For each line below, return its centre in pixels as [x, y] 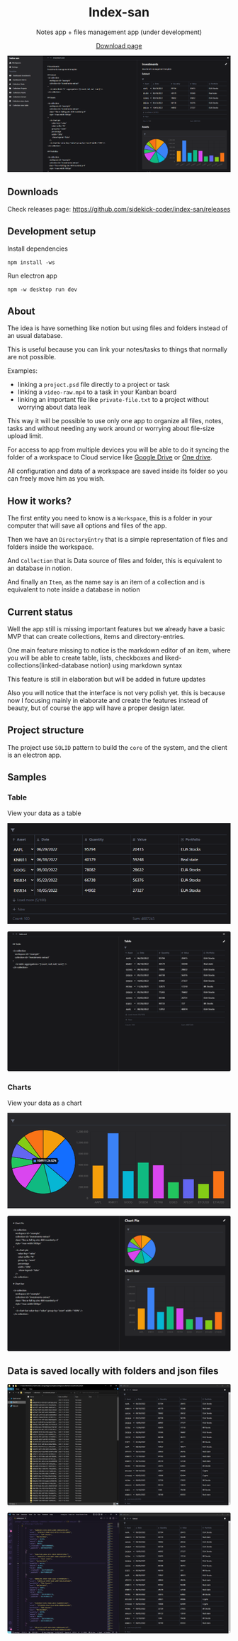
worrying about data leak [54, 407]
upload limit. [25, 436]
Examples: [22, 371]
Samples [27, 777]
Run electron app [33, 276]
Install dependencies [38, 249]
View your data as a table [44, 813]
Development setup [52, 231]
